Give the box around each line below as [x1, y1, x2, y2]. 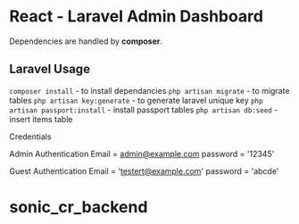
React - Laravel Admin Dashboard [9, 6, 263, 27]
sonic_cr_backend [9, 196, 148, 217]
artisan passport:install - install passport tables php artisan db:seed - [9, 104, 278, 115]
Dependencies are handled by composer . [9, 36, 163, 46]
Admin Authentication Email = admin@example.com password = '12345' [9, 148, 275, 159]
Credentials [9, 131, 52, 142]
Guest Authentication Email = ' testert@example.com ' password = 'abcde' [9, 165, 279, 176]
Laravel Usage [9, 62, 91, 77]
